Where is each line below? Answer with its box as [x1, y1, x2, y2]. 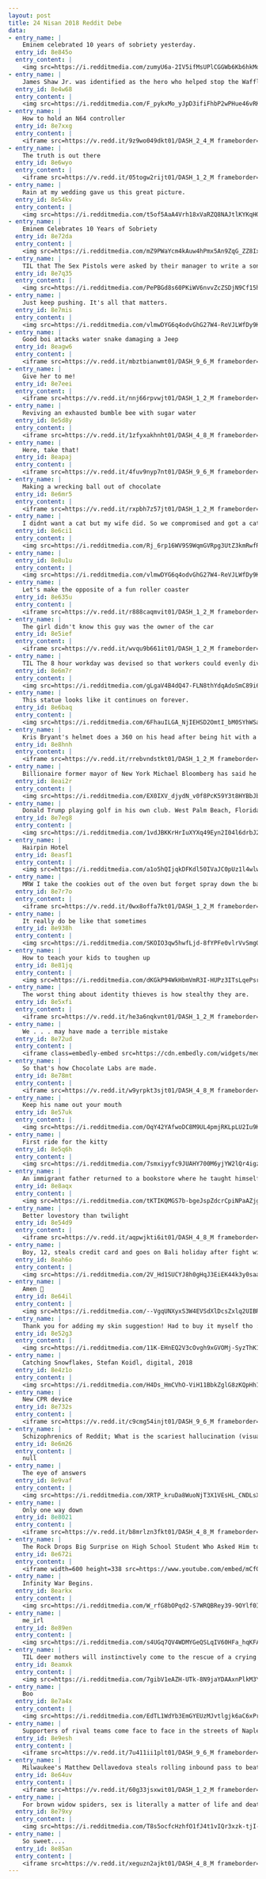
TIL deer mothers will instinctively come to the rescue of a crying [22, 1653, 257, 1661]
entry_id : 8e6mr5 [15, 490, 73, 498]
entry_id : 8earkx [15, 1587, 73, 1596]
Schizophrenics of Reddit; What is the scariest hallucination [22, 1432, 236, 1440]
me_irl [22, 1616, 44, 1624]
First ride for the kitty [22, 1138, 108, 1146]
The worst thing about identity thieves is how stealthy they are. [22, 991, 249, 998]
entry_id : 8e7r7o [15, 888, 73, 896]
